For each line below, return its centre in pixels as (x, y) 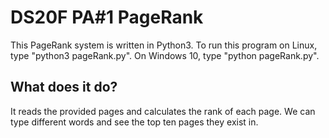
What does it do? (64, 87)
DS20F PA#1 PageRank (107, 17)
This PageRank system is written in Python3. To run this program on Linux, (164, 45)
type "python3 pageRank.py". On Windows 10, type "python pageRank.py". (165, 55)
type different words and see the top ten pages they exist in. (134, 122)
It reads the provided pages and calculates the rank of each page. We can (163, 111)
